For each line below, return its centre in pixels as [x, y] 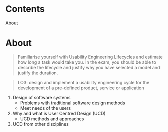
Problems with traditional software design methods [72, 103]
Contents [25, 9]
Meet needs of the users [45, 108]
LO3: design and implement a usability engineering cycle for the [83, 82]
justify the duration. [38, 73]
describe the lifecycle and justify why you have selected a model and [89, 67]
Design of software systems [41, 97]
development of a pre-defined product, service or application [81, 88]
